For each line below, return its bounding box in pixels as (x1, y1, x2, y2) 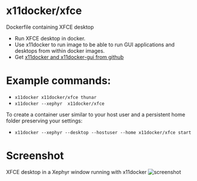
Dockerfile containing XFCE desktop (6, 23, 94, 30)
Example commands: (6, 74, 111, 87)
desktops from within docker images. (14, 47, 105, 54)
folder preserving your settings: (6, 117, 83, 124)
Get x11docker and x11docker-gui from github (14, 53, 124, 60)
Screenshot (6, 149, 64, 162)
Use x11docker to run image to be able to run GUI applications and (14, 41, 175, 48)
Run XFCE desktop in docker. (14, 35, 86, 42)
